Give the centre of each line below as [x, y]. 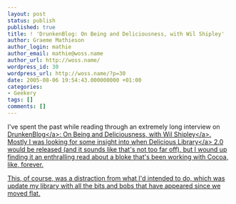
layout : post [27, 14]
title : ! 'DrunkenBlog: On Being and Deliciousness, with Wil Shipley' [116, 34]
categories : [25, 87]
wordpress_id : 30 [33, 67]
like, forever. [26, 164]
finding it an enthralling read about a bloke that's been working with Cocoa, [118, 156]
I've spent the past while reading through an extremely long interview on [114, 127]
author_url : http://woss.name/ [54, 60]
